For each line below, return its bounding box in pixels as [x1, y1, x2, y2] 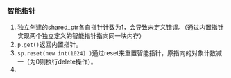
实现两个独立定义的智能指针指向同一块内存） [17, 32, 146, 40]
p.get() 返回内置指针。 [17, 40, 82, 49]
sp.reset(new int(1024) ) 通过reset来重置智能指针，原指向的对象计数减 [17, 49, 222, 57]
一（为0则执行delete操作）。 [17, 57, 97, 66]
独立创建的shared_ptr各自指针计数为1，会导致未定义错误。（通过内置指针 [17, 23, 224, 32]
